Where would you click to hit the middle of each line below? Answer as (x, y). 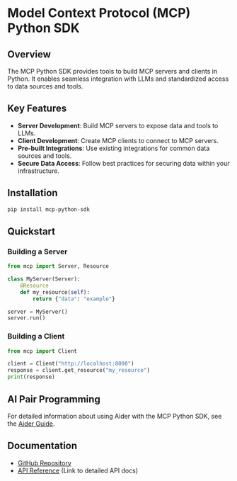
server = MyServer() (38, 312)
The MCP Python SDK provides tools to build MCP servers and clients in (112, 71)
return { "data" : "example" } (74, 299)
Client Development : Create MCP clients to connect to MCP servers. (118, 140)
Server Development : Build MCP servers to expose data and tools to (118, 125)
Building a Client (36, 336)
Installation (33, 193)
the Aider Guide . (31, 424)
